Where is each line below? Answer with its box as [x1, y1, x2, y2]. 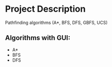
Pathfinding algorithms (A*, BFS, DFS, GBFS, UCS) [5, 20, 108, 25]
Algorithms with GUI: [5, 34, 70, 42]
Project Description [5, 3, 86, 15]
